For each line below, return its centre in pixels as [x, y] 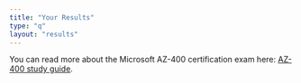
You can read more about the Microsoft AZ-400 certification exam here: [143, 60]
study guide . [50, 69]
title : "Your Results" [52, 17]
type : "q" [28, 26]
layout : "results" [44, 34]
